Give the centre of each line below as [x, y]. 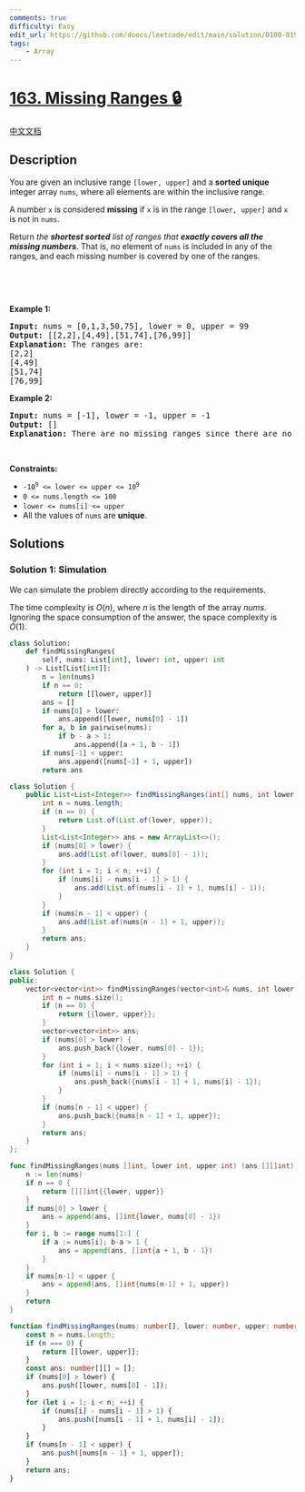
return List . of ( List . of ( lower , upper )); [135, 821]
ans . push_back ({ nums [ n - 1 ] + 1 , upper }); [139, 1115]
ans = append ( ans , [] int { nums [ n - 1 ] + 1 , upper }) [136, 1285]
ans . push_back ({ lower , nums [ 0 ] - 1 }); [131, 1048]
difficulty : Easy [42, 26]
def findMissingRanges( [71, 651]
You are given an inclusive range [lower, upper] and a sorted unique [139, 182]
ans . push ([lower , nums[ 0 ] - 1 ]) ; [105, 1386]
